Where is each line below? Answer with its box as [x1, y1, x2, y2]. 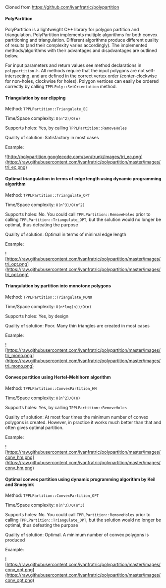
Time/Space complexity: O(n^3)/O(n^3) [5, 502, 85, 508]
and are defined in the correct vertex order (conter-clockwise [31, 73, 157, 79]
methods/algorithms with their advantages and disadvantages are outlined [5, 48, 157, 53]
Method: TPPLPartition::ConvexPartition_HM [5, 385, 97, 391]
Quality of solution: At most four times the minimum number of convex [5, 414, 149, 420]
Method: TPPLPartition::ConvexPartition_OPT [5, 492, 99, 498]
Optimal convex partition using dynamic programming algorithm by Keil [5, 476, 156, 482]
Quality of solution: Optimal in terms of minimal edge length [5, 231, 126, 237]
